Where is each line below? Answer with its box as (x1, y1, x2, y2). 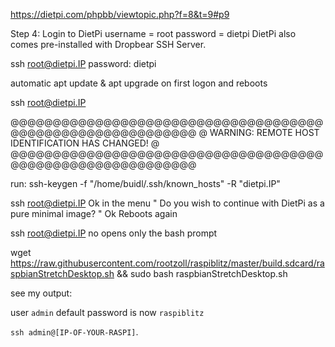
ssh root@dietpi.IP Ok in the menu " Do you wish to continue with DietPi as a (10, 197, 325, 209)
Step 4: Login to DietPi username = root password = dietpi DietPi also (10, 28, 297, 39)
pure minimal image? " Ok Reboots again (10, 208, 178, 219)
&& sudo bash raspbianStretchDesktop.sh (116, 268, 288, 279)
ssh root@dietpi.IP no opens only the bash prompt (10, 227, 218, 239)
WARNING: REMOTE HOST (209, 127, 320, 138)
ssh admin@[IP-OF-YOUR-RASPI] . (10, 326, 139, 338)
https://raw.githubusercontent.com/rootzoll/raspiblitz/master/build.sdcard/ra (10, 257, 325, 269)
